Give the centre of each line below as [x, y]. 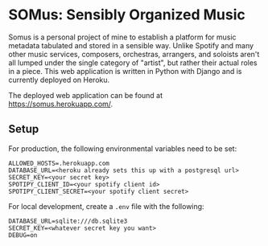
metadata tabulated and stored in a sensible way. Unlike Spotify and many [131, 45]
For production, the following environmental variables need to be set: [123, 148]
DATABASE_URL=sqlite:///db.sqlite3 [68, 221]
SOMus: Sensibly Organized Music [127, 15]
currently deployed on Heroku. [59, 80]
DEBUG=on [23, 235]
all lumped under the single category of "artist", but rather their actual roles [133, 63]
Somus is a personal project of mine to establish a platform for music [122, 37]
